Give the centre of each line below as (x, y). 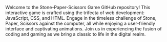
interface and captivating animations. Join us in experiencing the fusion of (84, 29)
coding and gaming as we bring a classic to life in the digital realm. (76, 34)
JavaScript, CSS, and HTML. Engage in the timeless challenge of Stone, (81, 18)
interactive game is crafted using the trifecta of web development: (75, 13)
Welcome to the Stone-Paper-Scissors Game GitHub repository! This (78, 7)
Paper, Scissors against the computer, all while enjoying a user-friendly (80, 23)
